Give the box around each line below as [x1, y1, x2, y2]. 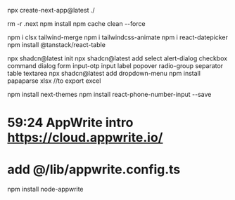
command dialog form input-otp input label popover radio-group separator [7, 62, 224, 69]
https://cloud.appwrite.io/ [7, 130, 163, 146]
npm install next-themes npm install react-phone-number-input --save [7, 91, 212, 98]
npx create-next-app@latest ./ [7, 6, 95, 14]
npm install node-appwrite [7, 185, 84, 194]
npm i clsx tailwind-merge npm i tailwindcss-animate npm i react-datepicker [7, 33, 229, 41]
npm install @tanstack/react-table [7, 41, 106, 48]
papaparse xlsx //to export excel [7, 76, 101, 85]
